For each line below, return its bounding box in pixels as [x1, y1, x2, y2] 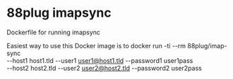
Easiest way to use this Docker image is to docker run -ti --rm [6, 41, 186, 50]
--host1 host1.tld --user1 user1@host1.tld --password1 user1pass [6, 56, 193, 64]
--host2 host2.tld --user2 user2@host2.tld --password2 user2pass [6, 64, 202, 72]
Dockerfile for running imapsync [6, 28, 100, 36]
